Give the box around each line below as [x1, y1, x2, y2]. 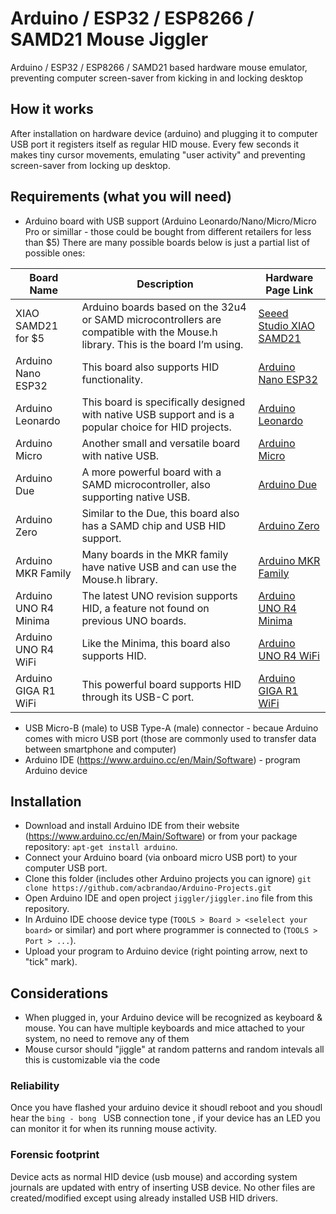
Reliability [10, 1079, 60, 1093]
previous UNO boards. [81, 613, 187, 627]
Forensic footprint [10, 1148, 100, 1162]
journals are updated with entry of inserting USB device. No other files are [10, 1181, 316, 1193]
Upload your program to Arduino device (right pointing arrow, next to [24, 945, 308, 957]
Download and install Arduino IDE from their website [24, 820, 240, 832]
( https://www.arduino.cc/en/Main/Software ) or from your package [24, 830, 298, 842]
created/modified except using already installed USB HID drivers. [10, 1192, 278, 1204]
